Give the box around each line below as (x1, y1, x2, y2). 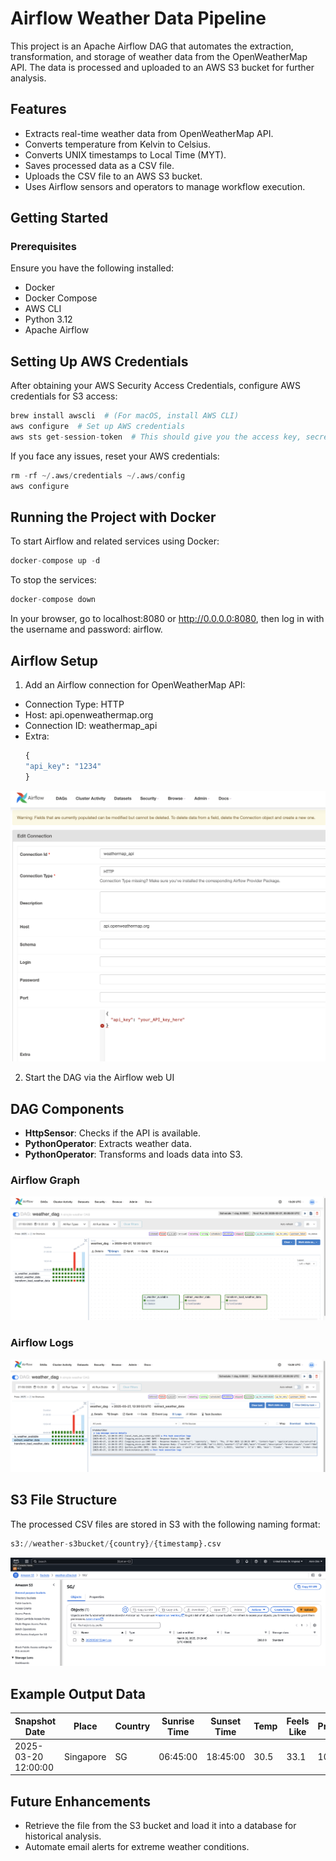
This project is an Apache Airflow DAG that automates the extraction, (10, 40, 294, 52)
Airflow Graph (10, 1173, 80, 1187)
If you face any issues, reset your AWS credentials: (10, 450, 220, 462)
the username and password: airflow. (10, 623, 163, 636)
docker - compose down (10, 595, 97, 605)
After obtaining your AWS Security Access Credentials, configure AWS (10, 380, 301, 392)
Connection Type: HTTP (24, 698, 125, 710)
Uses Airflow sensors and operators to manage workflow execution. (24, 180, 306, 192)
